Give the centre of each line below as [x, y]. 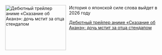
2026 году [80, 13]
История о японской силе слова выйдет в [113, 8]
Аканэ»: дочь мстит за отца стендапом [110, 27]
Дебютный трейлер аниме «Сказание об [112, 22]
